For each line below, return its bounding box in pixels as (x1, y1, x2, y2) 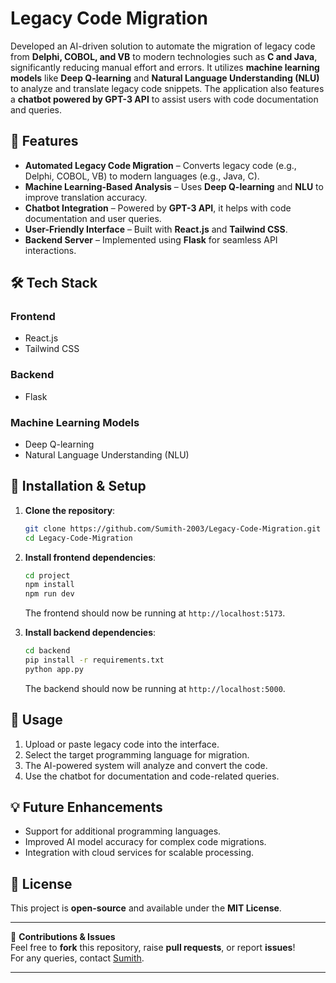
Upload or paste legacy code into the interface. (24, 738, 220, 750)
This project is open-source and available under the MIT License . (10, 902, 282, 914)
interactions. (24, 244, 77, 256)
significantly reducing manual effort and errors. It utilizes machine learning (10, 61, 320, 73)
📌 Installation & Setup (10, 478, 147, 495)
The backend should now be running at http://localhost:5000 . (24, 682, 286, 694)
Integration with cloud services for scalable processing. (24, 847, 255, 859)
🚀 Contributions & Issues (10, 931, 116, 943)
